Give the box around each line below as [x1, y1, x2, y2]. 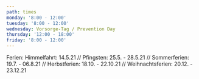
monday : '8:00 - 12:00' [6, 15, 67, 21]
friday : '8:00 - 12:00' [6, 37, 67, 43]
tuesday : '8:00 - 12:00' [6, 20, 69, 26]
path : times [6, 9, 37, 15]
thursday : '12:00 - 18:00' [6, 32, 75, 38]
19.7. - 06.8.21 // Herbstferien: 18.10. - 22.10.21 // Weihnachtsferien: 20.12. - [6, 60, 193, 67]
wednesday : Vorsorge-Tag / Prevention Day [6, 26, 116, 32]
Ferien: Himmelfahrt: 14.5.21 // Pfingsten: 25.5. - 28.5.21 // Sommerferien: [6, 54, 190, 61]
